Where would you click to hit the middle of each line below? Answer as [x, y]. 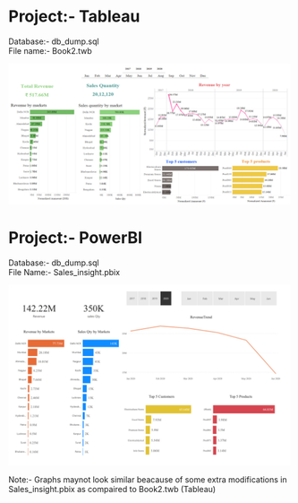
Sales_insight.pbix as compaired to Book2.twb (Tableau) [112, 489]
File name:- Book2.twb [51, 50]
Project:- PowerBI [76, 238]
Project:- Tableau [74, 17]
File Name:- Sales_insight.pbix [64, 272]
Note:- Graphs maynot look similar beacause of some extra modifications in [148, 479]
